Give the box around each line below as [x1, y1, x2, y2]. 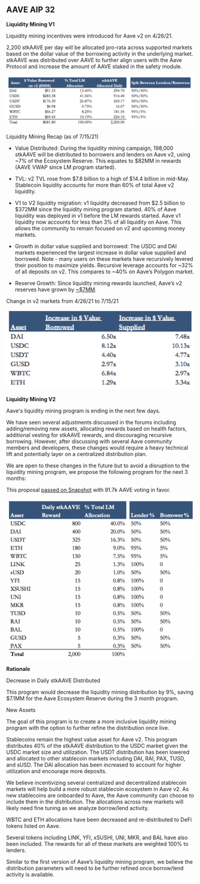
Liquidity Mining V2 [6, 396, 56, 403]
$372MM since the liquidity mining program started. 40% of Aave [14, 205, 177, 212]
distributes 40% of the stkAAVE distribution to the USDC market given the [6, 742, 188, 749]
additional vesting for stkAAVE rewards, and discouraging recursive [6, 432, 172, 439]
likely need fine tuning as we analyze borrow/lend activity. [6, 804, 149, 811]
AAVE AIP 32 [6, 5, 56, 15]
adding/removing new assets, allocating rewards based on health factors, [6, 425, 187, 432]
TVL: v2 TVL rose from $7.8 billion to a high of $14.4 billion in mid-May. [14, 175, 190, 182]
